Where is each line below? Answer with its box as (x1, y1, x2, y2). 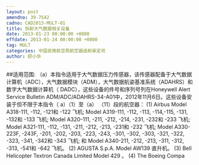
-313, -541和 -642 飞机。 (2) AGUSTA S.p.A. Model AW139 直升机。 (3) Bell (6, 145, 192, 152)
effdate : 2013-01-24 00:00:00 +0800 (6, 37, 98, 43)
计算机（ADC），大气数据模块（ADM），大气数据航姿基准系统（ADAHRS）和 (6, 78, 193, 85)
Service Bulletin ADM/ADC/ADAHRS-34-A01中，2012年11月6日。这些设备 (6, 93, 187, 100)
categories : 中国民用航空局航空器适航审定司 (6, 48, 106, 54)
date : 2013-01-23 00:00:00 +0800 (6, 31, 90, 37)
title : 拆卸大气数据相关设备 (6, 25, 70, 32)
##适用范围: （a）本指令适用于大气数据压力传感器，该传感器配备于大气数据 (6, 70, 192, 78)
